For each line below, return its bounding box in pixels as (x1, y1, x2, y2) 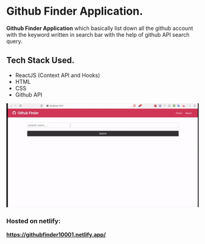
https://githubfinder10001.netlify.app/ (6, 231, 106, 238)
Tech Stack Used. (6, 55, 75, 65)
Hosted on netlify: (6, 217, 61, 226)
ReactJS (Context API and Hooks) (15, 72, 101, 79)
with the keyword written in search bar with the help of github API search (6, 31, 190, 38)
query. (6, 37, 23, 45)
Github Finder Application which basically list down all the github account (6, 24, 193, 32)
